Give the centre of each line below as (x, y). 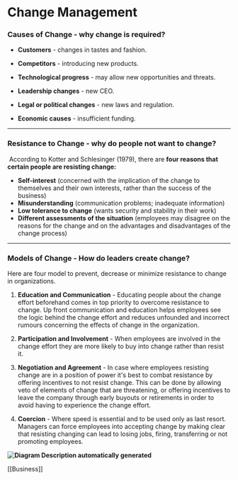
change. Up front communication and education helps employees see (119, 310)
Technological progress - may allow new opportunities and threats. (117, 77)
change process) (42, 233)
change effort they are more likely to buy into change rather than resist (121, 346)
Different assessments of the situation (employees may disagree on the (124, 218)
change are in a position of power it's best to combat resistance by (115, 375)
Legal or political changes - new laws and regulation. (96, 105)
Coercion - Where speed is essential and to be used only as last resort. (122, 419)
